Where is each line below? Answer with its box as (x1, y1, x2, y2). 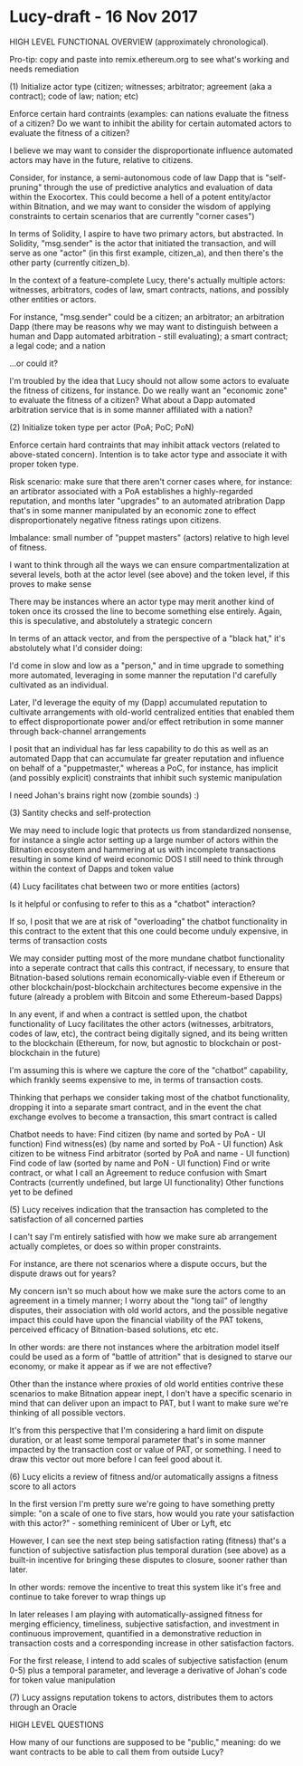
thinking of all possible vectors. (9, 1406, 126, 1418)
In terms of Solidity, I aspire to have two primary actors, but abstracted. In (9, 228, 284, 239)
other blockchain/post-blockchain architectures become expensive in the (9, 981, 282, 993)
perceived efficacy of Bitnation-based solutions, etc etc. (9, 1324, 219, 1335)
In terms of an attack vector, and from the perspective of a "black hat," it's (9, 632, 286, 644)
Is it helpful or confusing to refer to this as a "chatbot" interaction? (9, 898, 256, 909)
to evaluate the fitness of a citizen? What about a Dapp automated (9, 394, 256, 405)
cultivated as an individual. (9, 679, 109, 690)
